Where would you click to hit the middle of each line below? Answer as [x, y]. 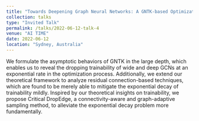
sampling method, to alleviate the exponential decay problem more [87, 105]
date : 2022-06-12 [28, 39]
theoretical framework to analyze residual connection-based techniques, [95, 80]
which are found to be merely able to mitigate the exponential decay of [92, 86]
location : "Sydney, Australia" [45, 45]
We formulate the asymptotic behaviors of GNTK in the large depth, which [96, 61]
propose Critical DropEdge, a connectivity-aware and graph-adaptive [91, 99]
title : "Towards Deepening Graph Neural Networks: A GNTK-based [87, 12]
